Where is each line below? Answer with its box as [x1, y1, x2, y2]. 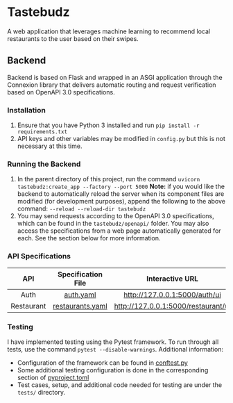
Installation [7, 105, 46, 115]
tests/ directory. [17, 388, 66, 396]
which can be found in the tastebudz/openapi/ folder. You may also [17, 220, 209, 228]
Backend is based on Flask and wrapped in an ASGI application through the [7, 73, 223, 81]
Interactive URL [146, 274, 199, 283]
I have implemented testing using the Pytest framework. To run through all [7, 338, 219, 346]
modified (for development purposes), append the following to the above [17, 197, 225, 206]
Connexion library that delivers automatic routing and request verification [7, 81, 216, 89]
